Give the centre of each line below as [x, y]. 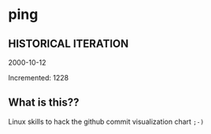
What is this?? [44, 103]
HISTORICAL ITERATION [68, 44]
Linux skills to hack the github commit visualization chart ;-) [106, 121]
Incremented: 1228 [39, 78]
